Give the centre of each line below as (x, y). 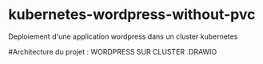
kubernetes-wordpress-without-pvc (132, 15)
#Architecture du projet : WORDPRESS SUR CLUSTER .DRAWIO (113, 51)
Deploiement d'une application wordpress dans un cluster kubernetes (123, 36)
